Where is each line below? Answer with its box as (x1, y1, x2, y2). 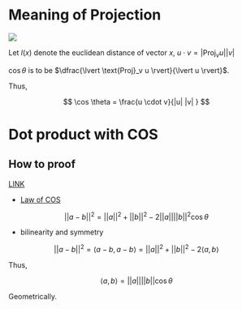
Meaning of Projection (8, 6, 162, 24)
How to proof (8, 157, 76, 171)
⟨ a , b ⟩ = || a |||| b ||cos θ (100, 276, 173, 285)
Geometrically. (8, 292, 57, 302)
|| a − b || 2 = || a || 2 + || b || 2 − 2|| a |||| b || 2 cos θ (64, 210, 209, 221)
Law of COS (19, 195, 61, 204)
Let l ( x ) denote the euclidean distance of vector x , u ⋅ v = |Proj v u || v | (8, 47, 236, 59)
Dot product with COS (8, 125, 158, 144)
